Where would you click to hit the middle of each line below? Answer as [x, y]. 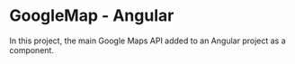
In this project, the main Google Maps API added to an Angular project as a [147, 41]
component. [31, 50]
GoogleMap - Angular [92, 16]
